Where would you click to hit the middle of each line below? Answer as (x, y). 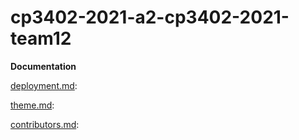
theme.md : (32, 105)
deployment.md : (44, 85)
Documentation (43, 66)
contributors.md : (45, 124)
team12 (41, 38)
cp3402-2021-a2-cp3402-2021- (150, 17)
